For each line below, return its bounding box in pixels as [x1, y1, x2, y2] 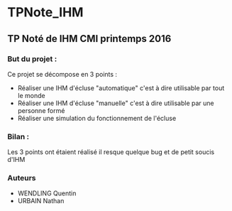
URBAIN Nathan [17, 197, 65, 205]
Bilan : [7, 131, 30, 141]
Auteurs [7, 173, 36, 183]
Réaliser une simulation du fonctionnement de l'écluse [17, 114, 177, 122]
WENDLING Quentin [17, 189, 77, 198]
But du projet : [7, 54, 57, 64]
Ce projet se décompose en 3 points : [7, 70, 118, 78]
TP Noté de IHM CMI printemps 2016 [7, 33, 172, 45]
